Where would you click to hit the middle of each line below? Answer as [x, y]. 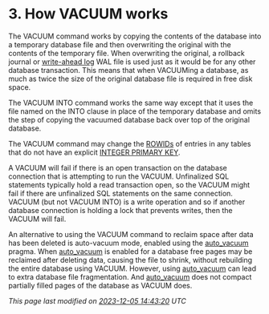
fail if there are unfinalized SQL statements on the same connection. [120, 193]
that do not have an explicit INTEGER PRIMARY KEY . [94, 152]
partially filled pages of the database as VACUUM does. [100, 285]
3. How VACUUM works [88, 14]
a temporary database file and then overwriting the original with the [120, 44]
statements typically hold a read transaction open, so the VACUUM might [129, 184]
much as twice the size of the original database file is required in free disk [130, 78]
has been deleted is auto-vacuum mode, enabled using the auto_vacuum [128, 243]
